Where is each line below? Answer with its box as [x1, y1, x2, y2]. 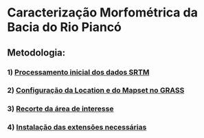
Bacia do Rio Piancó [7, 19, 122, 35]
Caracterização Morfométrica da [7, 5, 198, 21]
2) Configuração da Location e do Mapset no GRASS [7, 86, 185, 95]
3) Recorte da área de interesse [7, 104, 114, 114]
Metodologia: [7, 47, 66, 58]
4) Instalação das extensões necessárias [7, 122, 147, 132]
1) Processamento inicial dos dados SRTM [7, 67, 150, 77]
